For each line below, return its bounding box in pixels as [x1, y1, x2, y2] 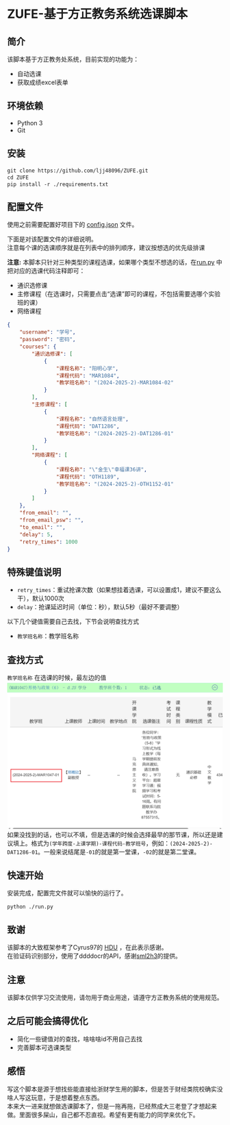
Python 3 [16, 119, 43, 127]
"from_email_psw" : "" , [19, 517, 84, 524]
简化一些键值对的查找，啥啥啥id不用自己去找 [16, 1035, 142, 1043]
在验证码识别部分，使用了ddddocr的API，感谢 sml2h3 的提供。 [7, 952, 181, 960]
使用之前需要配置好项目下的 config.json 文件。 [7, 221, 138, 229]
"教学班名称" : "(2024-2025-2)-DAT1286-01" [55, 430, 174, 437]
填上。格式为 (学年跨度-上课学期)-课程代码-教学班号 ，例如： [12, 839, 170, 847]
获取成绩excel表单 [16, 78, 68, 86]
